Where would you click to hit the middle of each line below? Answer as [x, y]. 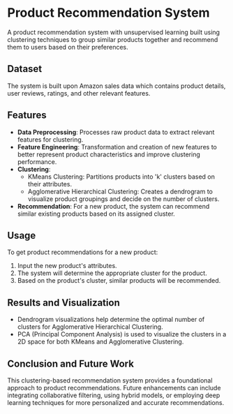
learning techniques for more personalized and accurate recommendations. [116, 402]
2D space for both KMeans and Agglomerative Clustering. [100, 342]
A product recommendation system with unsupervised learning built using [114, 32]
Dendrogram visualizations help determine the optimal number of [111, 320]
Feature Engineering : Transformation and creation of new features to [117, 147]
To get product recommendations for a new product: [83, 252]
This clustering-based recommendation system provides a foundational [110, 380]
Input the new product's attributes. [67, 266]
